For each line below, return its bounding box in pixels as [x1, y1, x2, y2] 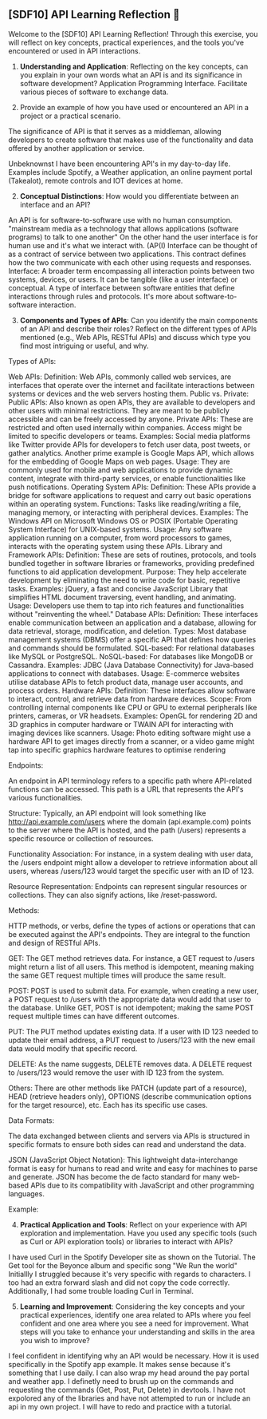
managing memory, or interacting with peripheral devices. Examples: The [8, 508, 249, 517]
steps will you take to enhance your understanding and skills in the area [19, 1326, 255, 1337]
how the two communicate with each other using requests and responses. [8, 257, 252, 267]
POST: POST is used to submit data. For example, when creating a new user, [8, 986, 259, 995]
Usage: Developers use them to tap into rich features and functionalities [8, 600, 245, 611]
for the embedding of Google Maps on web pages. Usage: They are [8, 457, 230, 466]
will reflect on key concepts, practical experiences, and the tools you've [8, 38, 245, 47]
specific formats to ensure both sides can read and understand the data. [8, 1139, 246, 1149]
